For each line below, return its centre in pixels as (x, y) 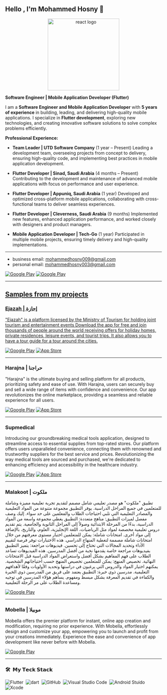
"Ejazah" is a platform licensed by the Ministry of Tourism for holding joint (81, 320)
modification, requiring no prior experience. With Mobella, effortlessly (77, 626)
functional (23, 204)
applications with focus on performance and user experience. (76, 184)
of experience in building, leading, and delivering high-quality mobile (76, 112)
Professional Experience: (32, 138)
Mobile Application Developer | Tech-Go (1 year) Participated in (78, 234)
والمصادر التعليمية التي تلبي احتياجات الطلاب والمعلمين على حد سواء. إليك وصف (79, 514)
